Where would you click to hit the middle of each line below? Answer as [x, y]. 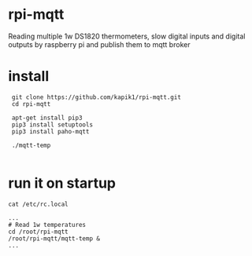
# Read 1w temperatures [47, 225]
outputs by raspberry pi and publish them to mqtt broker [99, 44]
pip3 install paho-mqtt [50, 131]
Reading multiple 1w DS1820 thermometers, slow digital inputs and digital [127, 36]
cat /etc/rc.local [38, 204]
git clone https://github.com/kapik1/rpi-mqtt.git [96, 97]
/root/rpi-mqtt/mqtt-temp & [54, 238]
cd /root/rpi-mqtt [38, 232]
